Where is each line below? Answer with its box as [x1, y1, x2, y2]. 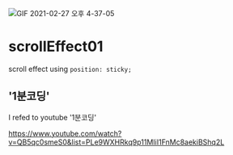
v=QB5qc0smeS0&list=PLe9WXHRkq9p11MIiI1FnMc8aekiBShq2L [8, 137, 225, 147]
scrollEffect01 [8, 37, 104, 56]
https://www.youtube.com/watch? [8, 128, 122, 138]
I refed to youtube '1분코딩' [8, 112, 97, 122]
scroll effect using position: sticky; [8, 64, 132, 73]
